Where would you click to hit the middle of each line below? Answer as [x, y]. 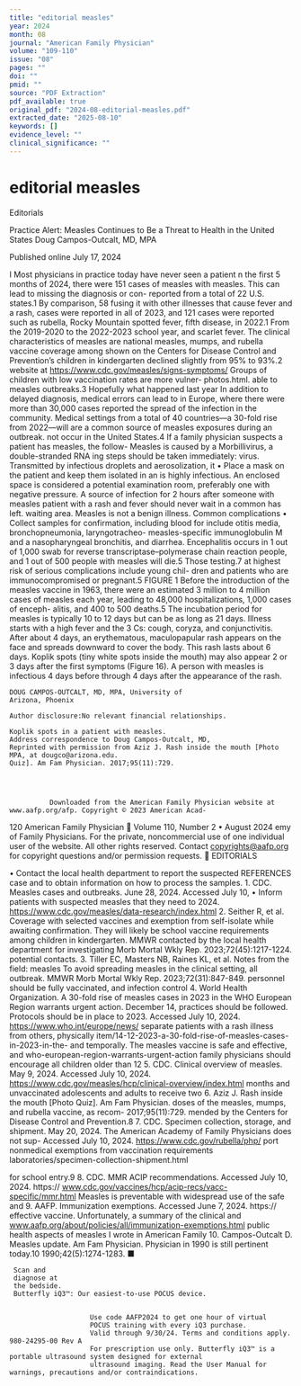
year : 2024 [30, 26]
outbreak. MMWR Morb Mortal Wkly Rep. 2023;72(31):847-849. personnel [147, 978]
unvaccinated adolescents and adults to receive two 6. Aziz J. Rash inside [146, 1093]
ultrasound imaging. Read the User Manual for [178, 1364]
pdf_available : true [48, 101]
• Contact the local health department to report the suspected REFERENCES [150, 872]
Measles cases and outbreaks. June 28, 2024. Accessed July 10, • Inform [146, 892]
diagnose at [35, 1278]
